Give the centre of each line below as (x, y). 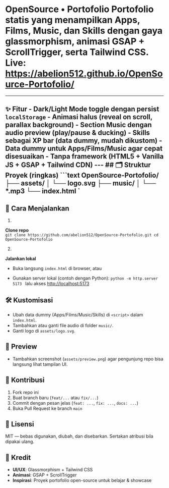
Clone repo (17, 230)
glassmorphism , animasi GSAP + (75, 42)
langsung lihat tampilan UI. (40, 364)
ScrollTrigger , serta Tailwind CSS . (77, 52)
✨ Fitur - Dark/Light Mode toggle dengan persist (82, 109)
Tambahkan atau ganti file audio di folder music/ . (63, 325)
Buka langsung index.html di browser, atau (57, 268)
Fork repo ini (26, 392)
